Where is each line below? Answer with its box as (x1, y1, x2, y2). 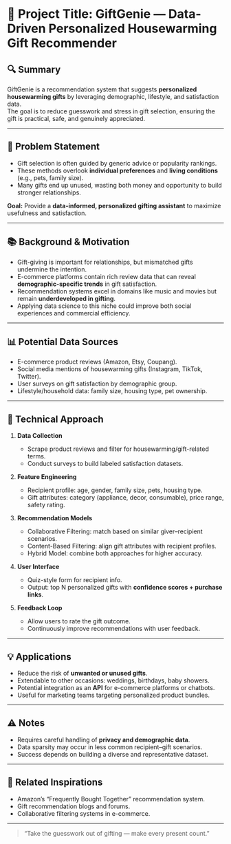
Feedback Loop (16, 604, 63, 612)
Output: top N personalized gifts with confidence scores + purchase (27, 584, 223, 592)
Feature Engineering (16, 473, 77, 481)
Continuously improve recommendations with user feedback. (27, 625, 201, 633)
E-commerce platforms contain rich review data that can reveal (16, 272, 196, 280)
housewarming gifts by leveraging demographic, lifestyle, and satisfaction (7, 93, 219, 100)
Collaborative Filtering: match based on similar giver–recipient (27, 527, 203, 535)
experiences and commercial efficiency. (16, 309, 131, 317)
